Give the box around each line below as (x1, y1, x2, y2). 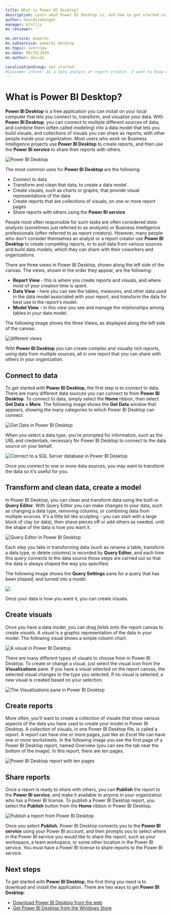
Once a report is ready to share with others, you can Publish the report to (5, 786, 160, 793)
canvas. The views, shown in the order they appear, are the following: (5, 267, 152, 273)
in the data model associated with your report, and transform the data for (12, 294, 167, 300)
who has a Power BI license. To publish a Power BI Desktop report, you (5, 797, 155, 803)
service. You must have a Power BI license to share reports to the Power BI (5, 845, 163, 851)
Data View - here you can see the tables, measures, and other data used (12, 288, 167, 295)
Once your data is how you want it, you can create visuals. (5, 595, 128, 601)
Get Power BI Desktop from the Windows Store (12, 905, 112, 911)
